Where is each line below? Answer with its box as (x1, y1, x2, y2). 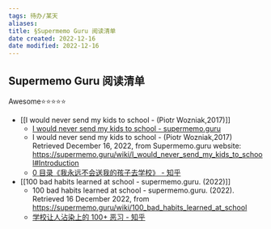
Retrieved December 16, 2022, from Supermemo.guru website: (32, 141, 242, 151)
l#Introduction (32, 158, 79, 168)
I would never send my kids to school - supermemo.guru (32, 123, 221, 134)
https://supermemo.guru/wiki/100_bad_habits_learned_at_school (32, 202, 248, 212)
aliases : (8, 19, 38, 28)
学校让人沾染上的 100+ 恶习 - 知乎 (32, 212, 146, 222)
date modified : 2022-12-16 (8, 42, 100, 50)
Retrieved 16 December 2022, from (32, 193, 150, 203)
